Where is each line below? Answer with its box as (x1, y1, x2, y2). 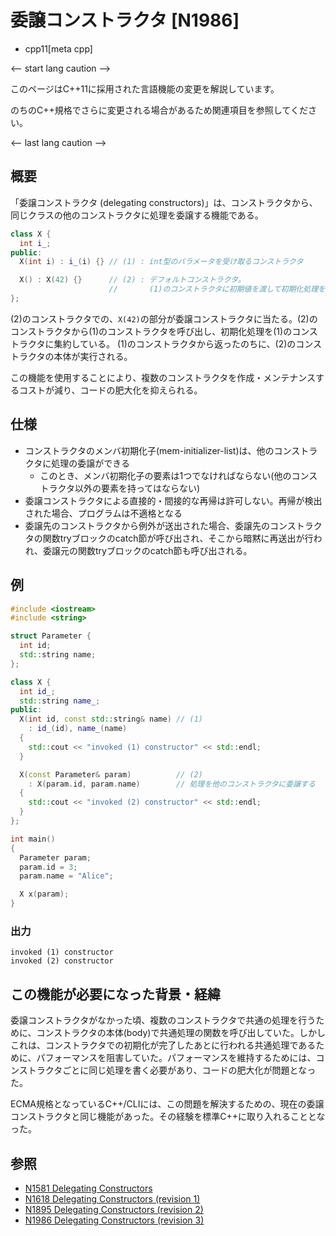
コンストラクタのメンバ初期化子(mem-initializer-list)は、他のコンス (24, 444, 301, 456)
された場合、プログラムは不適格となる (24, 507, 183, 519)
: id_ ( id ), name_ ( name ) (28, 724, 128, 734)
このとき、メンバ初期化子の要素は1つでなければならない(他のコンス (39, 469, 318, 481)
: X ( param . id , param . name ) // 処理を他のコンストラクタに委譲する (28, 779, 316, 789)
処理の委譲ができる (51, 457, 130, 469)
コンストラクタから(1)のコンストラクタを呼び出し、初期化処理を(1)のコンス (10, 325, 318, 337)
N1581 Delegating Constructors (24, 1182, 153, 1194)
